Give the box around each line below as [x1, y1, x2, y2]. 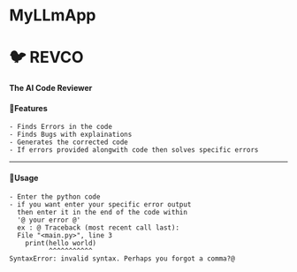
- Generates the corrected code [9, 138, 128, 147]
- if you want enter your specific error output [9, 200, 192, 208]
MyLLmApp [9, 5, 96, 26]
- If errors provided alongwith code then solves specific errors [9, 146, 259, 155]
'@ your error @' [17, 215, 81, 224]
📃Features [9, 102, 48, 113]
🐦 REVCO [9, 48, 84, 67]
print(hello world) [25, 238, 97, 247]
